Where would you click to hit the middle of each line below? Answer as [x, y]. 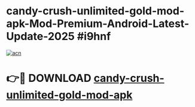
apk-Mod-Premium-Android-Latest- [98, 24]
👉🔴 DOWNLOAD [49, 78]
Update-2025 [40, 36]
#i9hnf [94, 36]
